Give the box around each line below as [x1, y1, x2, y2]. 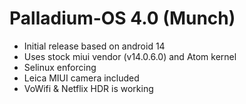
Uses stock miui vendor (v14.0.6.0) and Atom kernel [23, 50, 237, 62]
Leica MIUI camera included [23, 72, 140, 84]
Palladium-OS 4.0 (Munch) [9, 7, 236, 30]
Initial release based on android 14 [23, 40, 166, 52]
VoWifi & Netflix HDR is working [23, 82, 154, 94]
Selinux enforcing [23, 61, 97, 73]
